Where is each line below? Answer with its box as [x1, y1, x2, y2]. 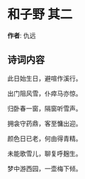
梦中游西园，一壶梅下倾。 [7, 164, 82, 173]
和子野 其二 [7, 6, 73, 23]
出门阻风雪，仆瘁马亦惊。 [7, 89, 82, 98]
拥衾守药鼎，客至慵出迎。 [7, 119, 82, 127]
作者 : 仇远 [7, 31, 36, 40]
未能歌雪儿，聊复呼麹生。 [7, 149, 82, 158]
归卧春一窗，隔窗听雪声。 [7, 104, 82, 112]
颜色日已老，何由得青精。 [7, 134, 82, 142]
